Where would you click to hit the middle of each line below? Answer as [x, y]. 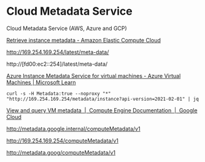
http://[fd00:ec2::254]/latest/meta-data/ [57, 64]
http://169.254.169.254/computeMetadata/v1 [62, 141]
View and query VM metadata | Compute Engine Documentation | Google [102, 110]
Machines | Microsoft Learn [41, 82]
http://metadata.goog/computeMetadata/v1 [61, 152]
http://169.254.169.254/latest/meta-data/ [58, 52]
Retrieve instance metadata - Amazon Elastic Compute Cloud [84, 40]
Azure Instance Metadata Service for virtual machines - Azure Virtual [94, 75]
